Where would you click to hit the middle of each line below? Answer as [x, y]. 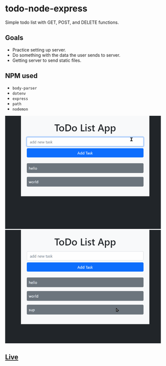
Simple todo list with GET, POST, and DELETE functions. [62, 22]
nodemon [20, 109]
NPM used [21, 76]
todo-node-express [46, 9]
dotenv [19, 93]
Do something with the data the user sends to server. [66, 55]
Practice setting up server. [39, 49]
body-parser [24, 88]
